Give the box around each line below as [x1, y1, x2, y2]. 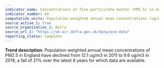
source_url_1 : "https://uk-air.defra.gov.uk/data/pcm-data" [5, 29, 130, 34]
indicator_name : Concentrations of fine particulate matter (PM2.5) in [5, 7, 154, 12]
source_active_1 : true [5, 20, 51, 26]
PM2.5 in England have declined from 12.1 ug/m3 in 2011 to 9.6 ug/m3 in [5, 52, 149, 58]
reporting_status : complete [5, 34, 62, 39]
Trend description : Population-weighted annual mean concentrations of [5, 47, 150, 53]
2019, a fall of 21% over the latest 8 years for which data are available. [5, 57, 146, 63]
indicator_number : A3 [5, 12, 49, 16]
